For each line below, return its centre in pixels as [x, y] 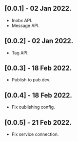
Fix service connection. [35, 134]
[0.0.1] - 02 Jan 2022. [38, 9]
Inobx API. [22, 20]
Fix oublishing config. [33, 107]
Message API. [26, 25]
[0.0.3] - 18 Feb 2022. [38, 68]
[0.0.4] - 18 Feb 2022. [39, 95]
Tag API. [20, 53]
